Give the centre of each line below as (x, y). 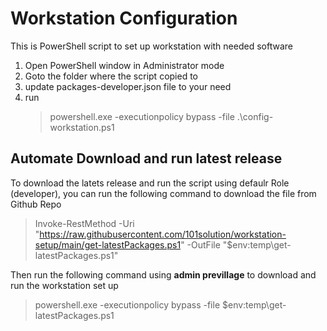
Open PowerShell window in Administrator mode (124, 65)
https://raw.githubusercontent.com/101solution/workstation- (163, 234)
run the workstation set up (64, 285)
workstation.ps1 (82, 127)
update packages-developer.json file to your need (128, 86)
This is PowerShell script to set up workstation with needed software (151, 46)
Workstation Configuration (124, 18)
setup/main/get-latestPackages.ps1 (108, 244)
